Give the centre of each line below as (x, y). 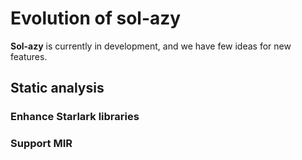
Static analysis (57, 88)
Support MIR (41, 144)
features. (29, 56)
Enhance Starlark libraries (75, 117)
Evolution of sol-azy (96, 18)
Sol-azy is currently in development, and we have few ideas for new (151, 46)
